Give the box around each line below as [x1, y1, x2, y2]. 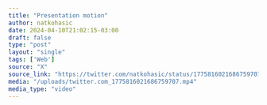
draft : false [8, 33, 52, 42]
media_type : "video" [8, 84, 77, 93]
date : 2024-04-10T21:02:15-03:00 [8, 26, 119, 34]
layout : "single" [8, 48, 66, 56]
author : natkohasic [8, 19, 73, 27]
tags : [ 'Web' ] [8, 56, 56, 64]
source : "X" [8, 63, 48, 71]
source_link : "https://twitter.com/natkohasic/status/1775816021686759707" [8, 70, 265, 78]
